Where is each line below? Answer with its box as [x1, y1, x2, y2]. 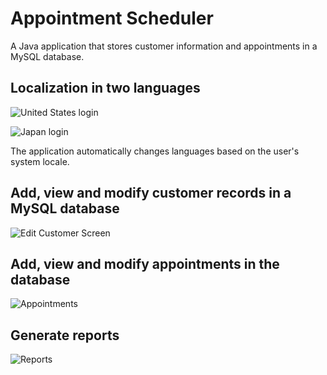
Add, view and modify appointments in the [10, 255, 280, 272]
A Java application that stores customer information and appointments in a [10, 40, 318, 52]
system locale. [10, 155, 70, 167]
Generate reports [10, 327, 120, 344]
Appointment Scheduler [10, 7, 214, 30]
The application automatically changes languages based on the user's [10, 145, 300, 157]
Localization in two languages [10, 80, 201, 97]
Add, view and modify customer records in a [10, 185, 292, 202]
